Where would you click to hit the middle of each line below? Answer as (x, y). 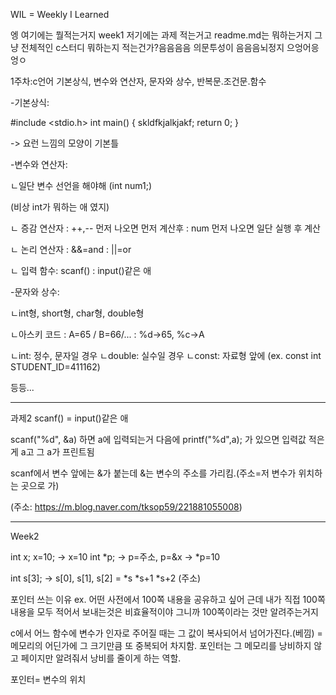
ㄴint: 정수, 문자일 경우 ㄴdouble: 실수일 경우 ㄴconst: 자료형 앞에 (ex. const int (166, 355)
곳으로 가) (40, 485)
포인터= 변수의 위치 (48, 679)
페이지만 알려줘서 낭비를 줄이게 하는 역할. (101, 658)
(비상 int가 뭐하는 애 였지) (60, 207)
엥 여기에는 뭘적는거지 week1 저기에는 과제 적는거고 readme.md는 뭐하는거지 (161, 35)
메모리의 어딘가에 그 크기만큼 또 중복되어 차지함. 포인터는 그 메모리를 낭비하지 (161, 645)
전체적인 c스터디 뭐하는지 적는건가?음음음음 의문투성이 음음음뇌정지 (152, 47)
